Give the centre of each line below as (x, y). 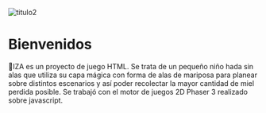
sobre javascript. (36, 100)
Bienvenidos (50, 45)
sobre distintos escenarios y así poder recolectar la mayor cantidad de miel (131, 83)
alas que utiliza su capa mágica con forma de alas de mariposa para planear (133, 75)
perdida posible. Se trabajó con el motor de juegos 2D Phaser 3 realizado (128, 92)
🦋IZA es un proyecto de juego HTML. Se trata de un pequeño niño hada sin (131, 66)
